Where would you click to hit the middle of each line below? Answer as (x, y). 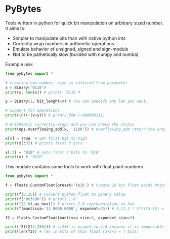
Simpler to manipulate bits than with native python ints (69, 38)
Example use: (19, 64)
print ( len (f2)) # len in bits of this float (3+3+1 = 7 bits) (72, 232)
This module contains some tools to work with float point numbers (74, 167)
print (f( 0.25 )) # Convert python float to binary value (65, 195)
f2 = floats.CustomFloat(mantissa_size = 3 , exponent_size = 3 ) (70, 218)
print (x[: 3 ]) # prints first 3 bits (44, 143)
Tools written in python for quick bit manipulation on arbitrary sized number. (84, 23)
